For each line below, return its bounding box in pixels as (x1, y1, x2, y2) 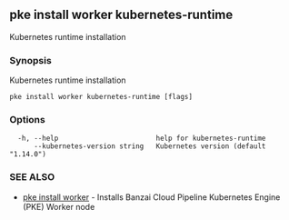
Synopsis (9, 54, 52, 66)
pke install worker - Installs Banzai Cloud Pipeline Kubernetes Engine (22, 191, 281, 203)
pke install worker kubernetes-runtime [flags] (9, 93, 194, 102)
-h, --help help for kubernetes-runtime (17, 134, 266, 144)
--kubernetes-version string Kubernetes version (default (33, 142, 266, 151)
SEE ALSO (9, 171, 55, 184)
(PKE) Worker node (22, 201, 95, 212)
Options (9, 114, 45, 126)
